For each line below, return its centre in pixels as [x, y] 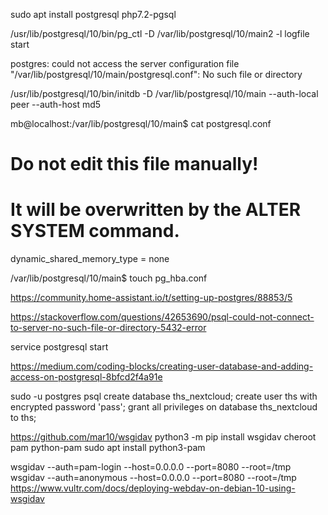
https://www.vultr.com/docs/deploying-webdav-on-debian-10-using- [153, 488]
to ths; [23, 418]
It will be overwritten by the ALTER [156, 210]
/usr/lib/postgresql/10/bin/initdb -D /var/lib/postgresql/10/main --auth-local [164, 93]
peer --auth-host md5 [56, 104]
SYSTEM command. [95, 231]
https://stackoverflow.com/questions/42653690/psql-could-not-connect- [162, 317]
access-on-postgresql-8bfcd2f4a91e [86, 377]
